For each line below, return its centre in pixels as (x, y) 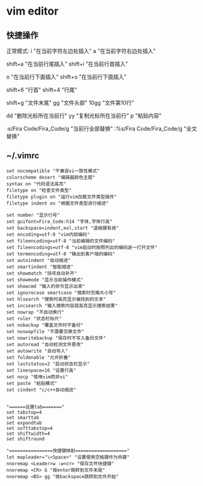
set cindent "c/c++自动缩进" (41, 390)
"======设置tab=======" (36, 407)
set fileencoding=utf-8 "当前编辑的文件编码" (61, 241)
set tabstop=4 (24, 412)
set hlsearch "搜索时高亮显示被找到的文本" (56, 299)
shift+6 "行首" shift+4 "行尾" (42, 90)
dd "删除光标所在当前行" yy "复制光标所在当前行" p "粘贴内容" (84, 116)
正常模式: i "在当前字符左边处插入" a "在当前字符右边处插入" (81, 51)
